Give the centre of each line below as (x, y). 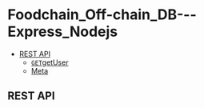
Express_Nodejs (63, 32)
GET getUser (50, 62)
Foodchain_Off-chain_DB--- (102, 15)
